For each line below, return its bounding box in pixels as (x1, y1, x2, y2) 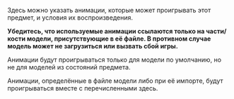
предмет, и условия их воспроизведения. (7, 13, 133, 22)
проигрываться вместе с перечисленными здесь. (7, 84, 158, 92)
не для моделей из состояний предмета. (7, 63, 131, 71)
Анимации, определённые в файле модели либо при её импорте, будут (7, 77, 223, 85)
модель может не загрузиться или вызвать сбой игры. (7, 42, 178, 50)
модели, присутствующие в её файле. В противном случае (26, 34, 211, 43)
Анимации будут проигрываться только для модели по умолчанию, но (7, 55, 221, 64)
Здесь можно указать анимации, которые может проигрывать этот (7, 6, 211, 14)
